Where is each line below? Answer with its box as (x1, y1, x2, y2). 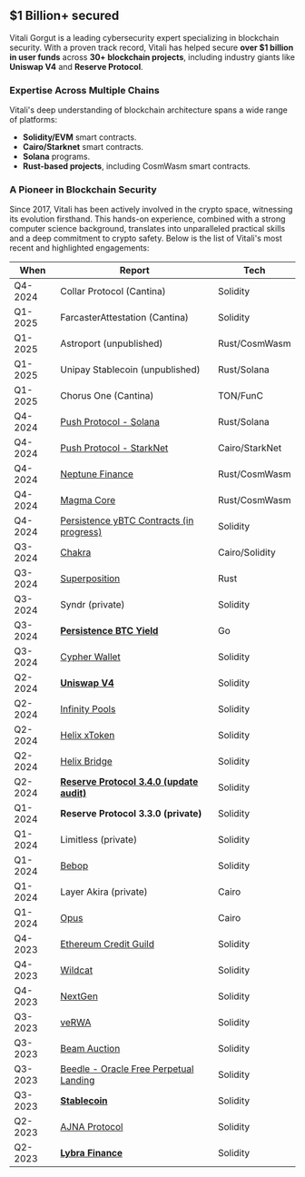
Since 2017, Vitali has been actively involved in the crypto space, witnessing (9, 204, 293, 215)
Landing (60, 1074, 95, 1087)
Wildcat (60, 964, 93, 976)
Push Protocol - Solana (60, 416, 161, 429)
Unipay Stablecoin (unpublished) (60, 363, 201, 376)
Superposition (60, 572, 121, 585)
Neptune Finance (60, 468, 134, 480)
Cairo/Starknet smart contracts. (22, 142, 143, 153)
